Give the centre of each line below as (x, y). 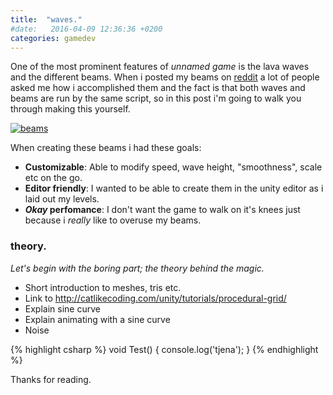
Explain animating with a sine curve (97, 319)
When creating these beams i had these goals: (106, 148)
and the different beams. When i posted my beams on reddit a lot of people (165, 77)
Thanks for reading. (51, 379)
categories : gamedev (53, 38)
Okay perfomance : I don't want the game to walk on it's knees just (162, 210)
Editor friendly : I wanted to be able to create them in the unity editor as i (174, 188)
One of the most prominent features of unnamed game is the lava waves (160, 67)
